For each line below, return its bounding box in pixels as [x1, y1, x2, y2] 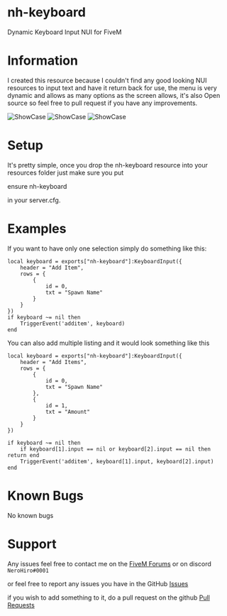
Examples [7, 221, 67, 236]
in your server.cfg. [7, 196, 61, 204]
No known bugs [7, 511, 54, 519]
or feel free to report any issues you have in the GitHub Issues [7, 579, 189, 588]
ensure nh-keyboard [7, 182, 67, 190]
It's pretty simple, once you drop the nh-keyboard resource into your [7, 160, 208, 169]
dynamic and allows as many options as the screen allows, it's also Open [7, 91, 221, 99]
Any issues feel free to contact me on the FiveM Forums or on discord [7, 559, 211, 568]
